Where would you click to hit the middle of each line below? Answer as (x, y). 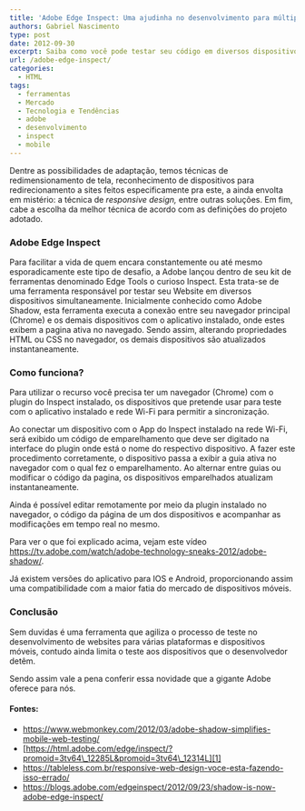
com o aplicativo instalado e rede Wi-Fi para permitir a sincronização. (139, 412)
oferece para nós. (43, 688)
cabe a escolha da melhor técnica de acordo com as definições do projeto (148, 209)
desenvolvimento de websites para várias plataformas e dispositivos (138, 641)
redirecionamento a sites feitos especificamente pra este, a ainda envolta (147, 190)
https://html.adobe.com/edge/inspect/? (99, 748)
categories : (32, 69)
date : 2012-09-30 (42, 43)
